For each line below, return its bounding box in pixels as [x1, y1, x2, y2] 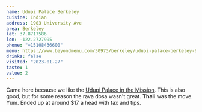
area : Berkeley [6, 25, 44, 32]
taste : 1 [6, 64, 28, 71]
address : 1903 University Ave [6, 20, 82, 26]
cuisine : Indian [6, 14, 47, 20]
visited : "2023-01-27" [6, 59, 63, 65]
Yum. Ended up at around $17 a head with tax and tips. [6, 99, 141, 107]
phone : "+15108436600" [6, 43, 63, 49]
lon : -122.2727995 [6, 37, 52, 43]
